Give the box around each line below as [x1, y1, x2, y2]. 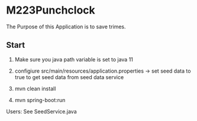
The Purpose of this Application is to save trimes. [6, 23, 126, 30]
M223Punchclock [6, 4, 96, 17]
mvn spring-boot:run [14, 96, 66, 103]
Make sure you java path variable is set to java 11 [14, 55, 133, 63]
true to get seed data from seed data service [14, 73, 124, 80]
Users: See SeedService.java [6, 107, 77, 115]
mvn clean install [14, 85, 56, 92]
